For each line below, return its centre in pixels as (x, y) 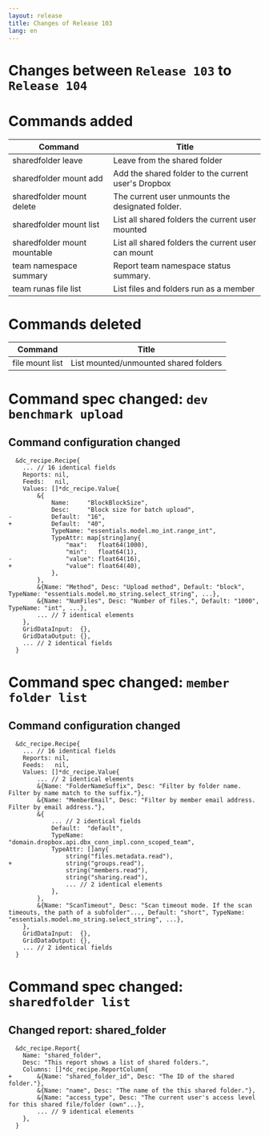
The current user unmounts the (172, 196)
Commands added (71, 121)
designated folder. (148, 206)
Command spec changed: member (119, 682)
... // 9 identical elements (86, 1112)
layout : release (35, 16)
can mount (133, 252)
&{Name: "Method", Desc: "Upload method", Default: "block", (141, 587)
